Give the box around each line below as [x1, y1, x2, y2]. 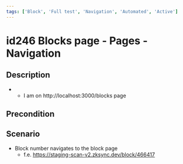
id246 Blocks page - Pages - [6, 34, 148, 47]
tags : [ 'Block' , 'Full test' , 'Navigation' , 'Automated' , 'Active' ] [6, 8, 178, 15]
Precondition [6, 109, 55, 119]
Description [6, 70, 50, 80]
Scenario [6, 129, 40, 139]
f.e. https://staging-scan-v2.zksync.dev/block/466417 [23, 151, 155, 158]
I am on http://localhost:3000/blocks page [23, 92, 126, 99]
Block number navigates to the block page [14, 145, 118, 152]
